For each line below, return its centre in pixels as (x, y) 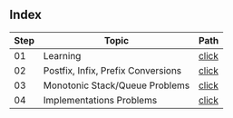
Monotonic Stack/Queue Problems (116, 85)
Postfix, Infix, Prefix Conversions (112, 70)
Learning (62, 55)
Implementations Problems (100, 100)
